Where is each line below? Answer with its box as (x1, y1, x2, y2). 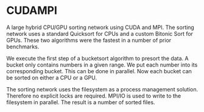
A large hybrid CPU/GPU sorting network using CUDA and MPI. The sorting (6, 24, 195, 31)
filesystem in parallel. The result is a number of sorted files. (6, 98, 155, 106)
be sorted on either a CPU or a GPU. (6, 74, 97, 81)
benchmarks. (6, 43, 40, 50)
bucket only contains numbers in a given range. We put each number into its (6, 61, 198, 68)
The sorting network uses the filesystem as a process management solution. (6, 85, 199, 93)
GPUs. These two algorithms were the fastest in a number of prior (6, 36, 172, 44)
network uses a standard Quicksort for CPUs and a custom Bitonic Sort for (6, 30, 194, 37)
